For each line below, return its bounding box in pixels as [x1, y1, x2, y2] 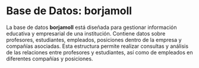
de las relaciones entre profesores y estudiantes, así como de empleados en [6, 48, 193, 56]
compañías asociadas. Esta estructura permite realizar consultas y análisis [6, 43, 189, 50]
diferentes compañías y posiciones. [6, 55, 93, 62]
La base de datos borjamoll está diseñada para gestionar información [6, 24, 177, 31]
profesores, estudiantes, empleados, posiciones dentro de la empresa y [6, 36, 182, 43]
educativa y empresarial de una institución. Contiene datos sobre [6, 30, 166, 37]
